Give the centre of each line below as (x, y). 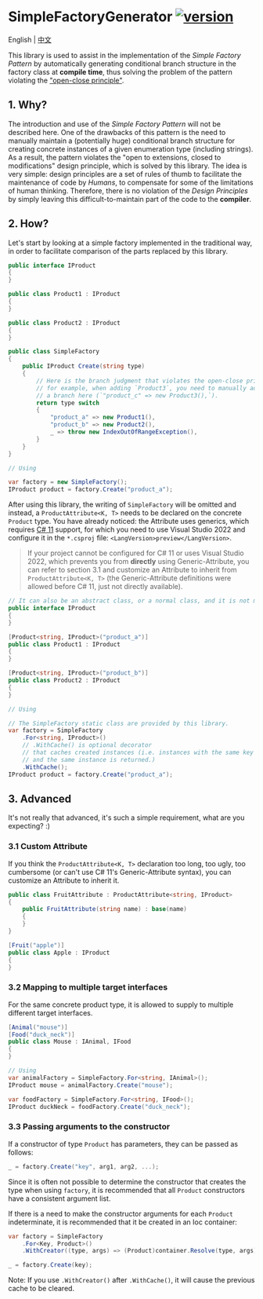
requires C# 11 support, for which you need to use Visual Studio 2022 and (127, 529)
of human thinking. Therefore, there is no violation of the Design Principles (128, 190)
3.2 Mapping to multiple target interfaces (88, 987)
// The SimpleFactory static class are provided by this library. (119, 723)
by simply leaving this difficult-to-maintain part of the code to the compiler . (130, 199)
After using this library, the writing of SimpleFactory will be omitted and (122, 505)
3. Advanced (40, 798)
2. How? (29, 224)
